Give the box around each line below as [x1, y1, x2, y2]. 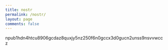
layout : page [5, 16, 33, 21]
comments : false [5, 21, 39, 26]
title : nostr [5, 7, 33, 12]
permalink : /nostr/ [5, 12, 46, 17]
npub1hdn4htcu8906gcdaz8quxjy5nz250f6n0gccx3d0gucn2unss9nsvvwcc [5, 35, 163, 41]
